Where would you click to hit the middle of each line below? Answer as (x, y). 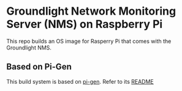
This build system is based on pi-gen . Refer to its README (80, 81)
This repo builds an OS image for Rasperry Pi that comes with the (89, 41)
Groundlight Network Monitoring (91, 11)
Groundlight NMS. (29, 48)
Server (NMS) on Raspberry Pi (85, 24)
